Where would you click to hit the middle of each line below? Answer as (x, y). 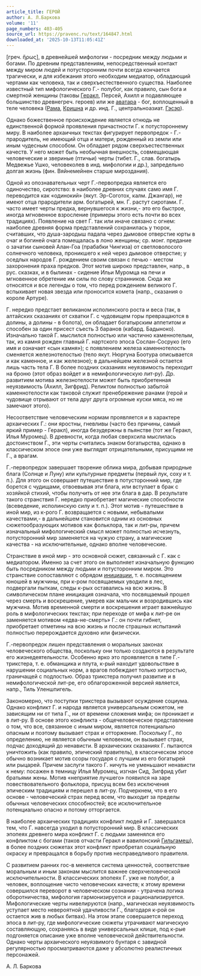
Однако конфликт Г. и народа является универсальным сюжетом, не (95, 707)
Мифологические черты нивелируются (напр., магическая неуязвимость (100, 903)
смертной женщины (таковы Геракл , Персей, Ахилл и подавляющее (94, 95)
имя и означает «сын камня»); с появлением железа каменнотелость (96, 348)
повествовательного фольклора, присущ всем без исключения (88, 784)
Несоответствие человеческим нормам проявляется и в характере (93, 417)
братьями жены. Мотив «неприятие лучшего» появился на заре (88, 777)
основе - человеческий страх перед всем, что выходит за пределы (93, 797)
